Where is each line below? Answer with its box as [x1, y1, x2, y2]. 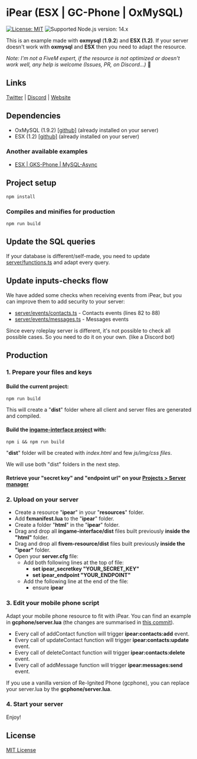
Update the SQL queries [6, 237, 96, 247]
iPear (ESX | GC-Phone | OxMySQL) [6, 6, 183, 19]
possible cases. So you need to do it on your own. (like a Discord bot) [6, 333, 175, 340]
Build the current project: [6, 383, 69, 390]
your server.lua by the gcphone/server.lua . [6, 685, 112, 692]
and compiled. [6, 412, 41, 419]
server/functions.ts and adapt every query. [6, 259, 110, 266]
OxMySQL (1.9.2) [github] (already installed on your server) [14, 126, 159, 133]
